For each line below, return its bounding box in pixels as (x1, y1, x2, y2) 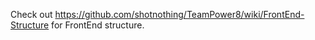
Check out (10, 9, 53, 20)
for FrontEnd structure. (51, 19, 145, 31)
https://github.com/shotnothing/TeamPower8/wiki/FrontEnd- (54, 9, 305, 20)
